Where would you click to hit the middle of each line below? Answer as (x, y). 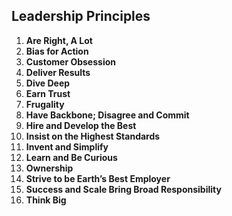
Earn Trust (48, 93)
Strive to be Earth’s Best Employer (98, 178)
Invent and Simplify (67, 146)
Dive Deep (48, 83)
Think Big (46, 200)
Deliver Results (58, 72)
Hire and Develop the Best (81, 125)
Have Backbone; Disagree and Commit (107, 115)
